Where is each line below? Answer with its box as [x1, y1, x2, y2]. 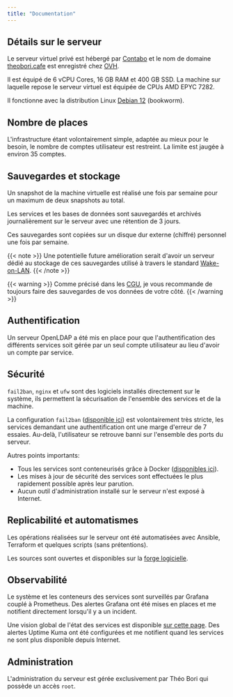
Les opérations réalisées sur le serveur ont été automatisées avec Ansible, [7, 533, 220, 541]
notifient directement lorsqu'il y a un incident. [7, 608, 138, 616]
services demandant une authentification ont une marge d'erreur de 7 [7, 423, 207, 431]
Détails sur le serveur [7, 36, 102, 48]
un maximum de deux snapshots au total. [7, 196, 125, 204]
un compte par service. [7, 348, 74, 357]
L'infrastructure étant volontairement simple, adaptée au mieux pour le [7, 135, 209, 144]
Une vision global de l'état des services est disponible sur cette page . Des [7, 621, 220, 629]
